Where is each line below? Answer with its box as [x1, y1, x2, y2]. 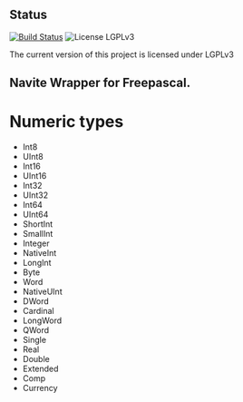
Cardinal [22, 306, 54, 317]
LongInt [22, 258, 52, 269]
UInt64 [22, 209, 49, 221]
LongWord [22, 315, 63, 326]
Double [22, 354, 50, 365]
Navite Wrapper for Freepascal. [9, 75, 191, 91]
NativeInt [22, 248, 57, 259]
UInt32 [22, 190, 49, 201]
